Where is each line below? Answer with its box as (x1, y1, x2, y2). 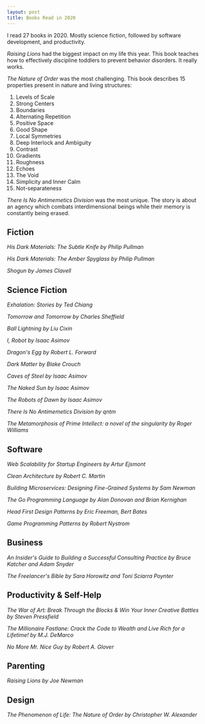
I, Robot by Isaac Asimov (7, 337, 70, 344)
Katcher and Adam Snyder (7, 560, 74, 568)
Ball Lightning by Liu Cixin (7, 325, 73, 332)
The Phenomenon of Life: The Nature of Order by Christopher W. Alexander (7, 711, 198, 718)
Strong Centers (15, 99, 54, 107)
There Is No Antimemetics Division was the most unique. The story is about (7, 196, 196, 204)
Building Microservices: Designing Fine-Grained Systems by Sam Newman (7, 484, 196, 491)
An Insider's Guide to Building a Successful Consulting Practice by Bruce (7, 554, 192, 561)
